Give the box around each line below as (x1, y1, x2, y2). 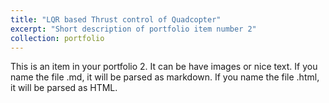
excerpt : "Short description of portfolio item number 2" (10, 24, 257, 34)
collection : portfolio (10, 33, 105, 43)
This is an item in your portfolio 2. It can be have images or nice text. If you (10, 61, 318, 73)
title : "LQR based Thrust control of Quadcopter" (10, 14, 222, 25)
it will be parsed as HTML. (10, 82, 118, 94)
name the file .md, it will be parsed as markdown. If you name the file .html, (10, 71, 320, 83)
